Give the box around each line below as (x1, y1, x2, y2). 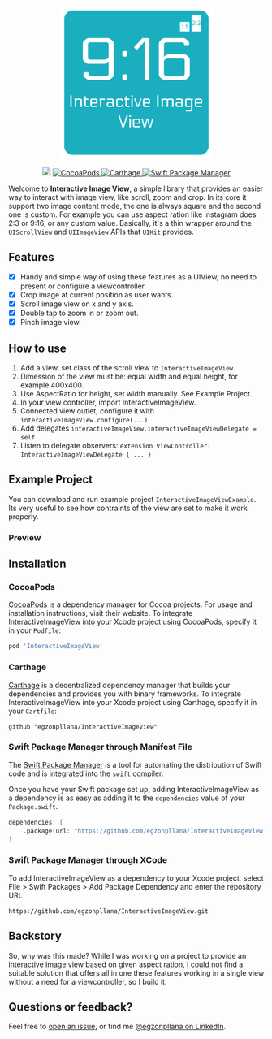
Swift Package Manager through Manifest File (8, 742, 192, 753)
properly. (8, 511, 39, 522)
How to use (8, 341, 67, 355)
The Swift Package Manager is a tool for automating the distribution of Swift (8, 760, 262, 769)
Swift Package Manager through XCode (8, 855, 168, 866)
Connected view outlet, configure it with (19, 405, 155, 416)
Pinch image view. (19, 318, 81, 327)
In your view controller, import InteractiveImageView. (19, 397, 196, 407)
